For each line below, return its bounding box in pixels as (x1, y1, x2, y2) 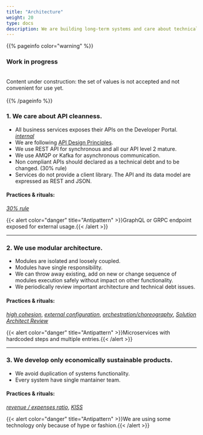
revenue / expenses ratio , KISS (6, 403, 83, 411)
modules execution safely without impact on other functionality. (14, 277, 173, 284)
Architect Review (6, 317, 48, 324)
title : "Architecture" (6, 8, 63, 15)
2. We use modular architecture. (6, 244, 103, 252)
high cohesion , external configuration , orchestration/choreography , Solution (6, 310, 196, 318)
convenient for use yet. (6, 84, 64, 91)
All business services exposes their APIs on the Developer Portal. (14, 125, 178, 133)
